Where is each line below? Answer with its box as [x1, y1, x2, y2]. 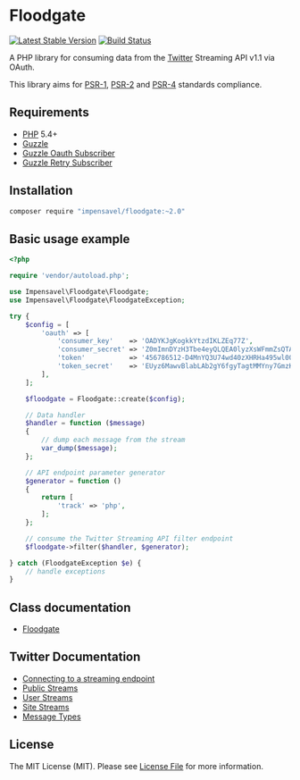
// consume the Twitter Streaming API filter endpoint [25, 533, 234, 543]
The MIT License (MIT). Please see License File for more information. [9, 760, 263, 771]
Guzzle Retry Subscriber [21, 157, 113, 168]
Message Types [21, 711, 82, 722]
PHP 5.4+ [21, 129, 58, 139]
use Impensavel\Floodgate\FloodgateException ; [9, 296, 186, 305]
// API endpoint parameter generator [25, 468, 166, 477]
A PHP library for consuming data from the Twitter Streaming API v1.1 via [9, 52, 275, 63]
